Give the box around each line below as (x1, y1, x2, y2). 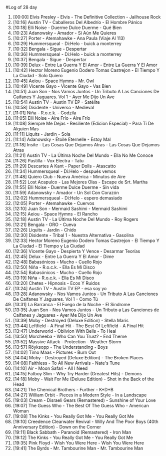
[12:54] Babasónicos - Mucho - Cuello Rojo (12, 270, 102, 275)
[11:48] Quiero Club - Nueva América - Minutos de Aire (12, 174, 126, 179)
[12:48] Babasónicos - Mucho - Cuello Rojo (12, 259, 102, 265)
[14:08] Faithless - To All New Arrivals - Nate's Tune (12, 360, 120, 366)
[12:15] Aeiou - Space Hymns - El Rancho (12, 211, 98, 217)
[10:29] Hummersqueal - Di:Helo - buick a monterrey (12, 41, 122, 47)
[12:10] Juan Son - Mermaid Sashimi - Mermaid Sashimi (12, 205, 128, 211)
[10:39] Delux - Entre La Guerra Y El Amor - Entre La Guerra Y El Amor (12, 62, 157, 68)
